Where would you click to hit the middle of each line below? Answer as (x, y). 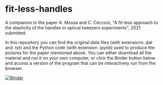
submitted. (16, 33)
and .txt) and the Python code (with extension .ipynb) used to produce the (80, 47)
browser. (14, 68)
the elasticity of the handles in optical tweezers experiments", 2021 (73, 27)
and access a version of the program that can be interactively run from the (81, 63)
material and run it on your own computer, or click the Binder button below (80, 58)
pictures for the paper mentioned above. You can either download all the (78, 53)
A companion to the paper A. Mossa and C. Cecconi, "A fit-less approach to (81, 22)
